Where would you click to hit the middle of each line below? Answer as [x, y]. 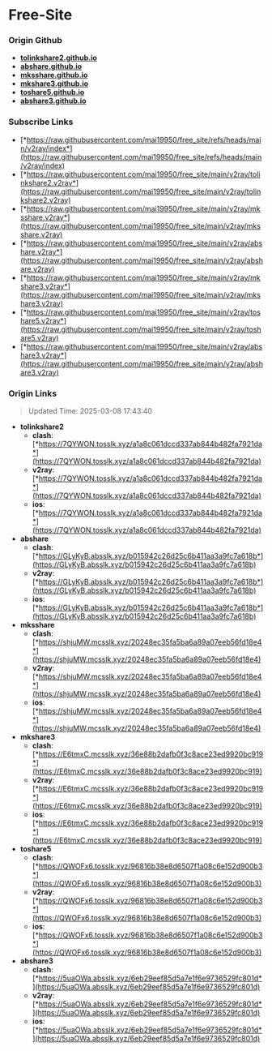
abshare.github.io [51, 66]
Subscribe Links [41, 122]
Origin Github [36, 41]
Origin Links [33, 393]
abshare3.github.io [53, 101]
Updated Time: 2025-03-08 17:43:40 [90, 411]
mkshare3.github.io [54, 84]
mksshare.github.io [54, 75]
